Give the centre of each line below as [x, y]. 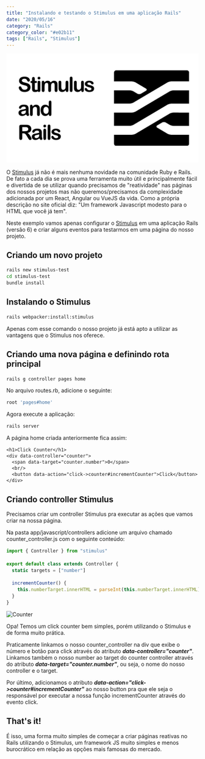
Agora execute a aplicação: [41, 414]
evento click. [22, 702]
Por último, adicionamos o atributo [49, 682]
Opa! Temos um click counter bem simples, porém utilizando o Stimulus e [99, 626]
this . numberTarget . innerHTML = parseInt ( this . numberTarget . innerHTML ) [109, 590]
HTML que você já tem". [37, 211]
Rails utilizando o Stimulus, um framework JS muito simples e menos [92, 742]
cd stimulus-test [28, 277]
